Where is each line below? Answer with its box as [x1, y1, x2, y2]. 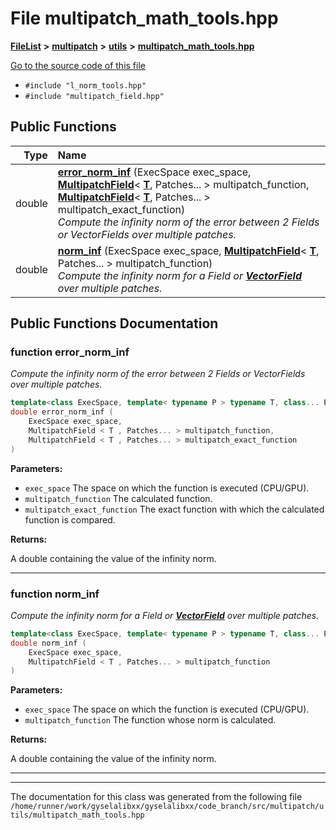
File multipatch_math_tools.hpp [10, 7, 279, 30]
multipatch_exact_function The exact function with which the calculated [24, 503, 325, 515]
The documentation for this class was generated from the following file [10, 791, 303, 803]
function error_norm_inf [10, 345, 130, 359]
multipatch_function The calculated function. [24, 492, 213, 504]
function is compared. [24, 513, 116, 526]
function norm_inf [10, 587, 100, 601]
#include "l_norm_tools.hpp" [24, 80, 147, 91]
